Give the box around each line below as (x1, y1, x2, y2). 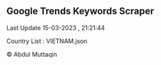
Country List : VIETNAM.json (6, 37, 87, 45)
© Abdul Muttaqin (6, 50, 58, 58)
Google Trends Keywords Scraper (6, 5, 154, 17)
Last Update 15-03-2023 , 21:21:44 (6, 23, 105, 31)
